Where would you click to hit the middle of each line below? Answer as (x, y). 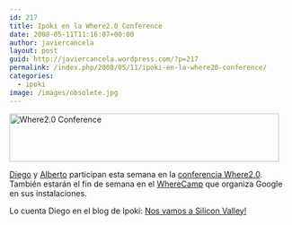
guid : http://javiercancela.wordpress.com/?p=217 (104, 59)
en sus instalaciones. (48, 193)
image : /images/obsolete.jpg (64, 92)
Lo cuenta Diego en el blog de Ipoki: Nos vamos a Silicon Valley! (128, 211)
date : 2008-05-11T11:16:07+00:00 (72, 34)
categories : (31, 76)
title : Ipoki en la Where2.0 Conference (86, 26)
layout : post (34, 51)
